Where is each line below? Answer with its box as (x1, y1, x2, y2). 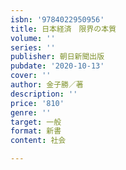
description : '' (10, 89, 78, 99)
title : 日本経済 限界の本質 (10, 24, 117, 34)
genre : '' (10, 107, 52, 118)
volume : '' (10, 33, 56, 43)
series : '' (10, 42, 56, 53)
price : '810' (10, 98, 65, 108)
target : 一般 (10, 117, 62, 127)
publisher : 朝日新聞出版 (10, 52, 105, 62)
